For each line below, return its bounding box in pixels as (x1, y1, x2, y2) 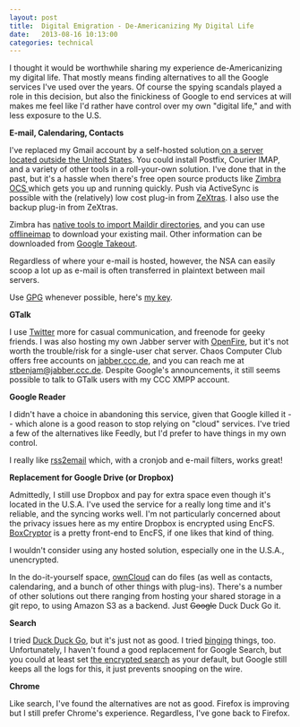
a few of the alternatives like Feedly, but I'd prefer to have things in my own (9, 428, 287, 439)
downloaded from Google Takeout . (9, 238, 138, 249)
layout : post (9, 13, 58, 22)
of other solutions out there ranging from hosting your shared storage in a (9, 591, 281, 602)
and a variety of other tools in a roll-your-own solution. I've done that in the (9, 164, 287, 175)
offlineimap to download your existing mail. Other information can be (9, 229, 262, 240)
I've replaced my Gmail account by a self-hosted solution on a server (9, 145, 264, 156)
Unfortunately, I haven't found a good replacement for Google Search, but (9, 645, 282, 655)
